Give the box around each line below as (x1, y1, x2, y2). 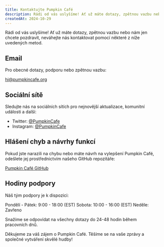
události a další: (5, 109, 37, 115)
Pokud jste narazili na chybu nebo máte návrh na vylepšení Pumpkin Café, (5, 150, 155, 156)
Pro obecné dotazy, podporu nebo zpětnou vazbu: (5, 67, 106, 73)
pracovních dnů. (5, 222, 38, 227)
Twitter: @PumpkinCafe (12, 118, 60, 124)
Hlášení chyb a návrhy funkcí (5, 138, 96, 146)
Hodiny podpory (5, 179, 56, 188)
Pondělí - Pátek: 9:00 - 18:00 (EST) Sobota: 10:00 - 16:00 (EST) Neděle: (5, 202, 149, 207)
